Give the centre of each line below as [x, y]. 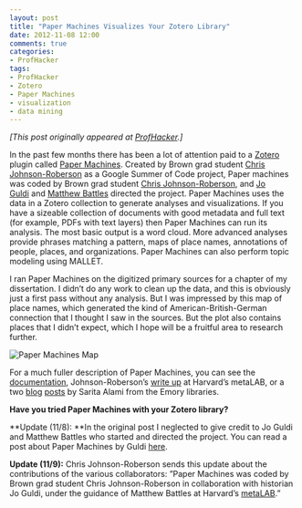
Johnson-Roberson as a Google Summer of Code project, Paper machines [149, 174]
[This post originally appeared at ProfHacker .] [96, 137]
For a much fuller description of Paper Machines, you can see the [132, 373]
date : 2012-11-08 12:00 [55, 35]
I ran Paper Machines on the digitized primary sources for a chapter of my [148, 279]
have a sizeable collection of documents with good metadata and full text [147, 213]
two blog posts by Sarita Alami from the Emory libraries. [115, 392]
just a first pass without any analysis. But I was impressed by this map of [146, 298]
